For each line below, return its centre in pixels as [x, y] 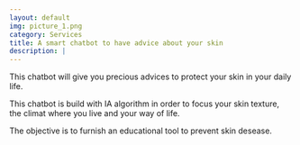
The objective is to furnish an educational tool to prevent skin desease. [141, 131]
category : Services [46, 34]
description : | [38, 51]
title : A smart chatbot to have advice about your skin [116, 43]
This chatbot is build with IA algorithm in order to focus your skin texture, [145, 104]
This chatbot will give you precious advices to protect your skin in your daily [150, 77]
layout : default [40, 18]
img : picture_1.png [46, 26]
